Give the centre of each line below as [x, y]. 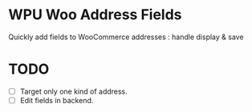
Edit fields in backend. [57, 100]
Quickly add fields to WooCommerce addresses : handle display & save [126, 37]
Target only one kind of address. [74, 91]
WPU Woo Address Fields [95, 15]
